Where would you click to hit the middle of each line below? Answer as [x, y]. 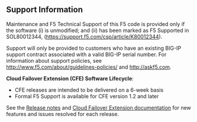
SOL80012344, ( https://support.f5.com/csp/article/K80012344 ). [84, 36]
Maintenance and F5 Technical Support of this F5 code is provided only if [96, 24]
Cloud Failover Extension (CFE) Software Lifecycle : [70, 78]
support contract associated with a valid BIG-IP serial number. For [86, 54]
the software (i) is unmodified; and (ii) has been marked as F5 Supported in [98, 30]
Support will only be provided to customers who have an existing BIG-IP [94, 48]
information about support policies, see [54, 60]
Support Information [44, 10]
